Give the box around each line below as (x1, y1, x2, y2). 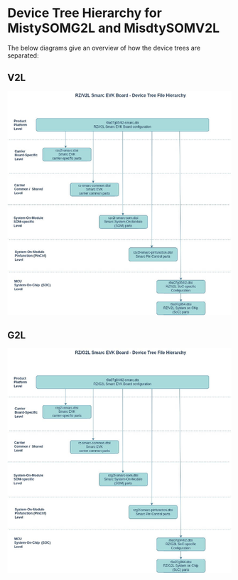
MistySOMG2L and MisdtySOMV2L (7, 20, 220, 36)
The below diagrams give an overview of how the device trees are (7, 43, 201, 52)
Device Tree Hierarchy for (7, 5, 162, 21)
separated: (7, 51, 39, 60)
